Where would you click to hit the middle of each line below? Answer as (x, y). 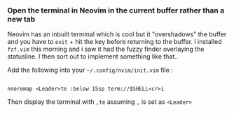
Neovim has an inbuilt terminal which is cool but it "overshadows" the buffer (117, 34)
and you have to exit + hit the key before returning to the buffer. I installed (115, 42)
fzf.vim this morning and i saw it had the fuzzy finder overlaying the (106, 49)
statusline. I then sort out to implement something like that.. (93, 56)
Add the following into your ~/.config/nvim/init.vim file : (90, 70)
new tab (21, 19)
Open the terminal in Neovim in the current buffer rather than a (116, 10)
